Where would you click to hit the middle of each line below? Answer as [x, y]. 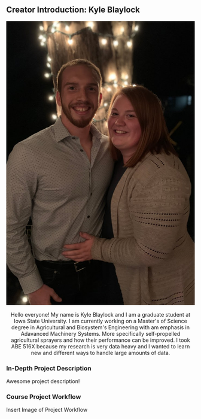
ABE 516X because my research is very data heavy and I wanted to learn [100, 346]
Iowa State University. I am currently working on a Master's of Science [100, 321]
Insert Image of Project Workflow [47, 410]
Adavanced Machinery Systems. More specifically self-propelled [100, 333]
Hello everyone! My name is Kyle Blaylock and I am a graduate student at [100, 314]
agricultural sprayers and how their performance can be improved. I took [100, 340]
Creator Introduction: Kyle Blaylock [73, 10]
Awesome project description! [43, 381]
